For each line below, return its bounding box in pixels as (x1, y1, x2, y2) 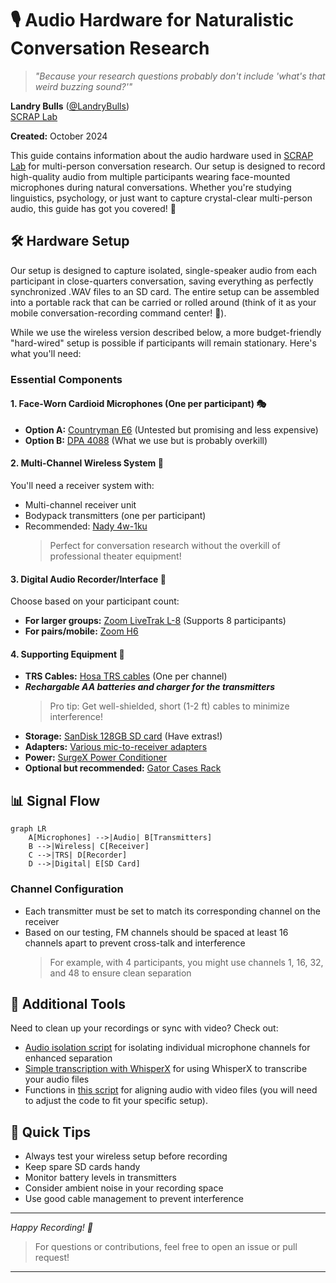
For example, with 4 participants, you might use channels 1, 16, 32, (49, 956, 324, 968)
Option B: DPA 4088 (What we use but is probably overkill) (24, 434, 268, 446)
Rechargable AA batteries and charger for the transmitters (24, 681, 276, 693)
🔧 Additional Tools (10, 995, 126, 1012)
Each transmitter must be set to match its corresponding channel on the (24, 905, 321, 917)
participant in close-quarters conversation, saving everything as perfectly (10, 275, 314, 287)
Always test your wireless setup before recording (24, 1150, 228, 1162)
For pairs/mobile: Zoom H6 (24, 625, 139, 637)
